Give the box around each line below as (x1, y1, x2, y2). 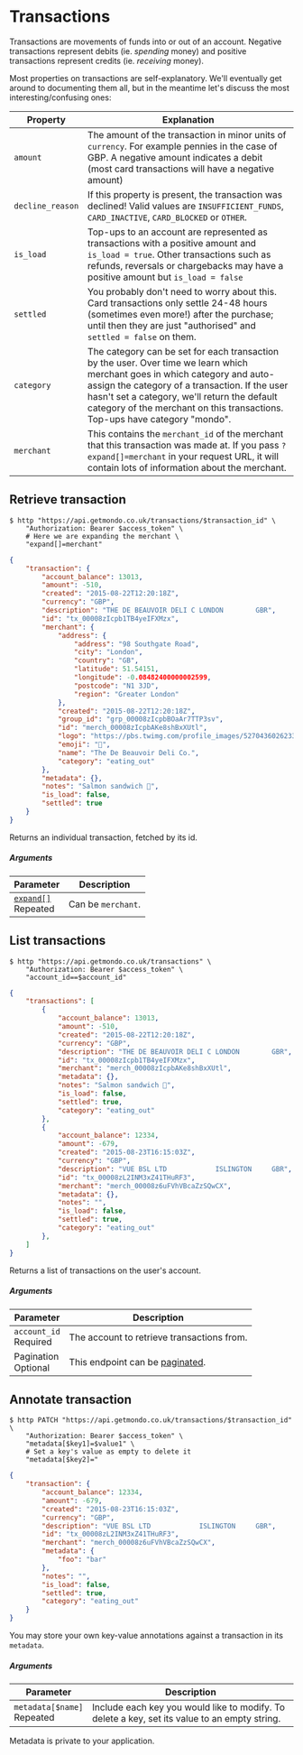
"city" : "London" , (73, 648, 143, 657)
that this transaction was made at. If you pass (87, 439, 280, 451)
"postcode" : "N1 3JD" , (73, 681, 160, 690)
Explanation (161, 113, 215, 125)
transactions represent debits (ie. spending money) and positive (9, 45, 247, 56)
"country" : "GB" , (73, 656, 140, 665)
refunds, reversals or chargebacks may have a (87, 259, 284, 272)
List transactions (9, 933, 106, 948)
